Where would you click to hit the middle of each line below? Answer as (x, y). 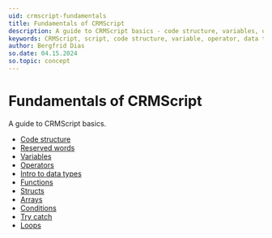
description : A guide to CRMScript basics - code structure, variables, (134, 31)
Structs (32, 190)
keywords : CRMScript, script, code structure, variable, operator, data (134, 38)
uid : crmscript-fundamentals (57, 16)
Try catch (36, 216)
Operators (37, 165)
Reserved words (47, 147)
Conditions (38, 208)
